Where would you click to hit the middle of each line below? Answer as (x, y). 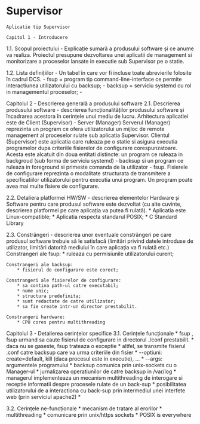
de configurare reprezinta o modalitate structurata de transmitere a (89, 173)
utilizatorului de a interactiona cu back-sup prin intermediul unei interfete (96, 391)
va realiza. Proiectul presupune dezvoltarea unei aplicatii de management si (99, 54)
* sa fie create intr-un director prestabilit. (77, 306)
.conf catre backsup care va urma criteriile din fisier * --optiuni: (84, 352)
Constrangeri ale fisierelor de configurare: (64, 280)
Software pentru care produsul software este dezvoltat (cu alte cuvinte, (94, 204)
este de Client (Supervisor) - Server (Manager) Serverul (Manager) (88, 122)
